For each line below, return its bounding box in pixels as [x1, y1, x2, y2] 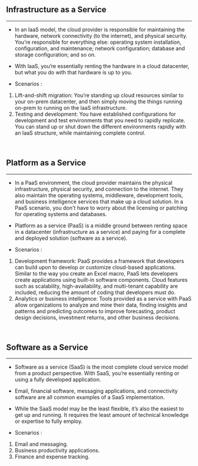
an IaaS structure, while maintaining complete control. [14, 129, 146, 136]
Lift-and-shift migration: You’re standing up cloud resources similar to [14, 92, 184, 99]
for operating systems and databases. [14, 210, 107, 217]
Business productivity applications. [14, 447, 100, 454]
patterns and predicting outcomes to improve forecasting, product [14, 307, 176, 315]
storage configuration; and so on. [14, 51, 96, 58]
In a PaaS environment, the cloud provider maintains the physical [14, 179, 173, 186]
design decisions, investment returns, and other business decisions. [14, 314, 180, 321]
